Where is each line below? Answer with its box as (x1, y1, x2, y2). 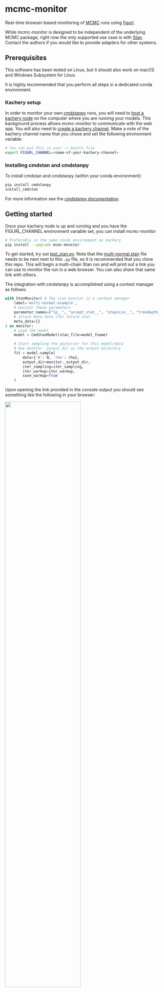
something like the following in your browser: (5, 392, 96, 398)
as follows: (5, 287, 27, 293)
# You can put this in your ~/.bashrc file (5, 146, 95, 150)
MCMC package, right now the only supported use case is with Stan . (5, 34, 143, 40)
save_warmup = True (22, 373, 58, 378)
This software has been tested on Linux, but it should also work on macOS (5, 67, 155, 73)
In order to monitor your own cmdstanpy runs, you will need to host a (5, 110, 144, 116)
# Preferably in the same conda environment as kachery (5, 238, 121, 243)
